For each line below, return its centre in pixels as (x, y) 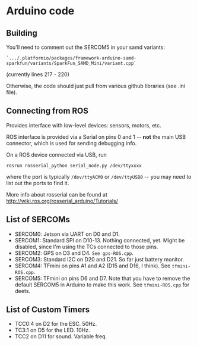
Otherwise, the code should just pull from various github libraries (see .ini (96, 86)
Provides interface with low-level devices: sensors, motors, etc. (84, 125)
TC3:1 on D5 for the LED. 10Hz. (52, 330)
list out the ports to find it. (38, 183)
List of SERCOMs (38, 219)
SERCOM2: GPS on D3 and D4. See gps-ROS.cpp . (74, 253)
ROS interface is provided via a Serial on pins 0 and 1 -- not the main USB (96, 137)
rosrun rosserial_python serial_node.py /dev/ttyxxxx (74, 166)
